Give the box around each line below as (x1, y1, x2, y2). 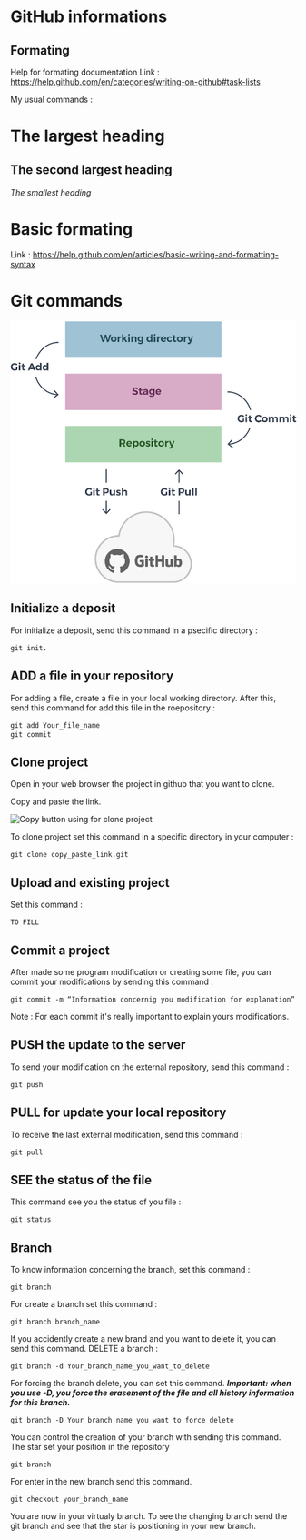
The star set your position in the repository (10, 1442, 171, 1453)
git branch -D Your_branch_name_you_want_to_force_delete (10, 1416, 234, 1425)
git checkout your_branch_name (10, 1495, 129, 1505)
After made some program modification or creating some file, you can (10, 967, 271, 977)
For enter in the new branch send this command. (10, 1476, 192, 1487)
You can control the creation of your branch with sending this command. (10, 1432, 281, 1443)
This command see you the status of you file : (10, 1196, 182, 1207)
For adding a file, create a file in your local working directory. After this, (10, 692, 276, 703)
